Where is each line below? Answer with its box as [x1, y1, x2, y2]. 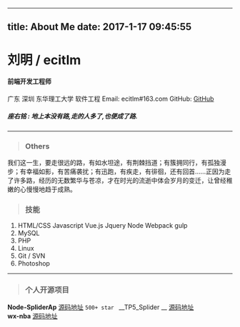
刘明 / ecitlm [7, 51, 81, 68]
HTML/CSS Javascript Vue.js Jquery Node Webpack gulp [17, 221, 188, 230]
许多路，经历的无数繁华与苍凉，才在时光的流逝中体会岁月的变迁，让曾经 [13, 176, 226, 185]
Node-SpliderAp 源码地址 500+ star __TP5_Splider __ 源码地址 [7, 303, 194, 311]
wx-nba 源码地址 [7, 311, 58, 320]
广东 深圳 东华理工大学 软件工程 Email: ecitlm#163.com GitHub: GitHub [7, 94, 214, 103]
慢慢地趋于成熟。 [26, 185, 76, 193]
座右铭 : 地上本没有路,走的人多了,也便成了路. [7, 112, 138, 121]
